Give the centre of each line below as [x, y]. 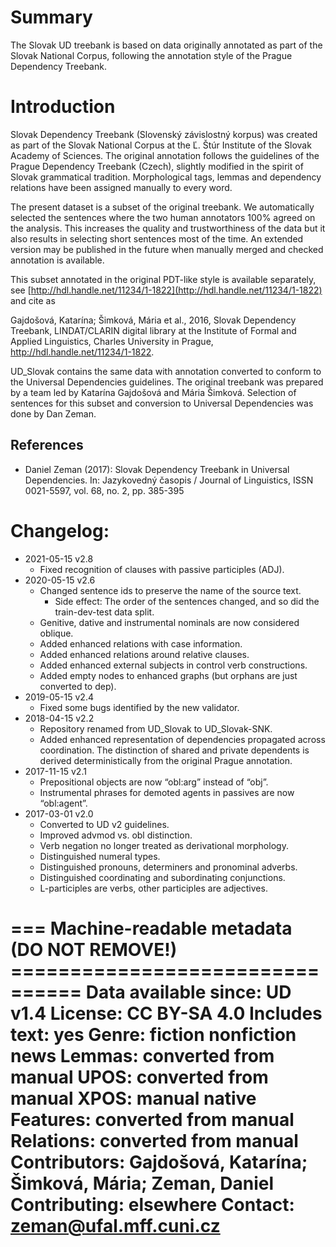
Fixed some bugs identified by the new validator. [139, 707]
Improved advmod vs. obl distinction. [116, 835]
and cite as [33, 300]
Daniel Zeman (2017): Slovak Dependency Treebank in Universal [157, 469]
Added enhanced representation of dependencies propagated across [182, 739]
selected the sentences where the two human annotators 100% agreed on [163, 217]
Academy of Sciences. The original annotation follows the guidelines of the [165, 155]
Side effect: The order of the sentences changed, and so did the [187, 601]
